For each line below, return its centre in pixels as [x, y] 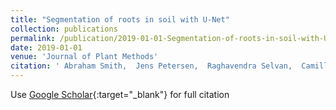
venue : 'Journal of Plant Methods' [84, 57]
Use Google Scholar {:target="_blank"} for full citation [120, 94]
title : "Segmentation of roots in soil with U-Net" [120, 19]
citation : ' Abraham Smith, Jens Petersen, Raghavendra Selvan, [151, 66]
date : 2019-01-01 [46, 47]
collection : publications [64, 29]
